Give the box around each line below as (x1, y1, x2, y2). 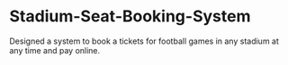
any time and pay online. (9, 45, 101, 55)
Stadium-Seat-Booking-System (9, 6, 251, 27)
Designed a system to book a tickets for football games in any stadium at (9, 36, 279, 46)
